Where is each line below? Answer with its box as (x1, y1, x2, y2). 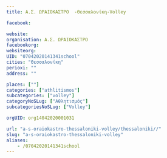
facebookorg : (6, 42, 39, 49)
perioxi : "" (6, 64, 36, 70)
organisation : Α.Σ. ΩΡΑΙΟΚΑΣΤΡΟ (6, 36, 88, 43)
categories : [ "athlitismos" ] (6, 87, 80, 93)
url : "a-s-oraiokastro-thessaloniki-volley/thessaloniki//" (6, 126, 162, 132)
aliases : (6, 137, 29, 143)
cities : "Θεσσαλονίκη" (6, 59, 64, 65)
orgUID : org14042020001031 (6, 115, 75, 121)
